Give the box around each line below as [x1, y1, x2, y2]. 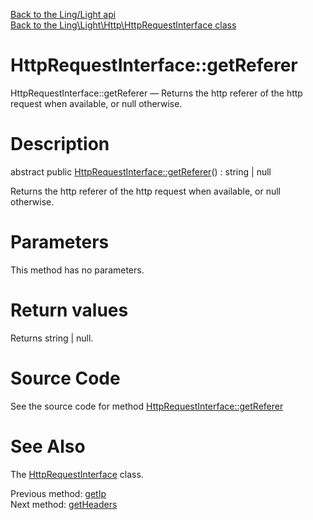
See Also [10, 435, 86, 458]
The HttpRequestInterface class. [10, 468, 144, 480]
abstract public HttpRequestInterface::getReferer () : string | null [10, 165, 272, 178]
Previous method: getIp [10, 487, 107, 499]
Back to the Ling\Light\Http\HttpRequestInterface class [10, 19, 237, 31]
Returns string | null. [10, 332, 94, 344]
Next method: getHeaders [10, 498, 118, 510]
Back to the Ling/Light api [10, 9, 117, 20]
